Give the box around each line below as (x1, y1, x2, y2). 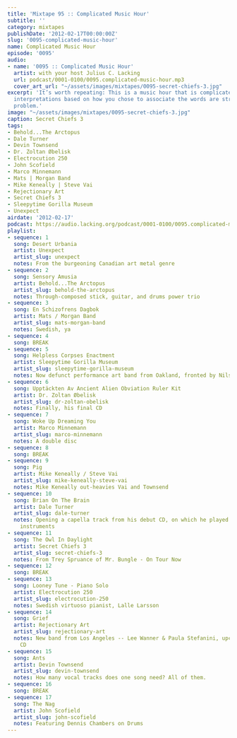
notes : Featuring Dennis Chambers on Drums (13, 720, 143, 727)
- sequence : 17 (7, 693, 52, 701)
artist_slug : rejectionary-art (13, 628, 106, 635)
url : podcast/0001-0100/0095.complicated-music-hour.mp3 (13, 76, 185, 83)
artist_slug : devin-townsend (13, 667, 99, 675)
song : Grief (13, 615, 49, 622)
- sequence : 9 (7, 457, 49, 464)
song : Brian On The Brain (13, 496, 90, 504)
